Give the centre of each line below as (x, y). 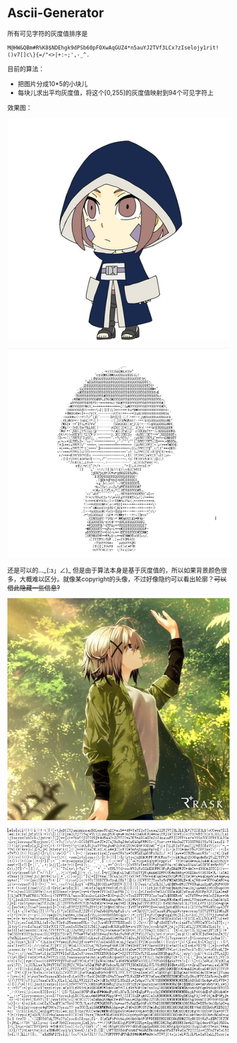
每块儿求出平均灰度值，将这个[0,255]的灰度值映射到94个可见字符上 (115, 93)
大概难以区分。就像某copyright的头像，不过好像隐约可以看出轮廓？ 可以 (123, 579)
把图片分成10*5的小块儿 (53, 83)
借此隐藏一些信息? (34, 588)
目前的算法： (26, 68)
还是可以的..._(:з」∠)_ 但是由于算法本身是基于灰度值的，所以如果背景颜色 (114, 570)
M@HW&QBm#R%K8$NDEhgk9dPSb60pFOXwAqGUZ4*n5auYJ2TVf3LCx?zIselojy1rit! (113, 47)
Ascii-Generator (56, 13)
